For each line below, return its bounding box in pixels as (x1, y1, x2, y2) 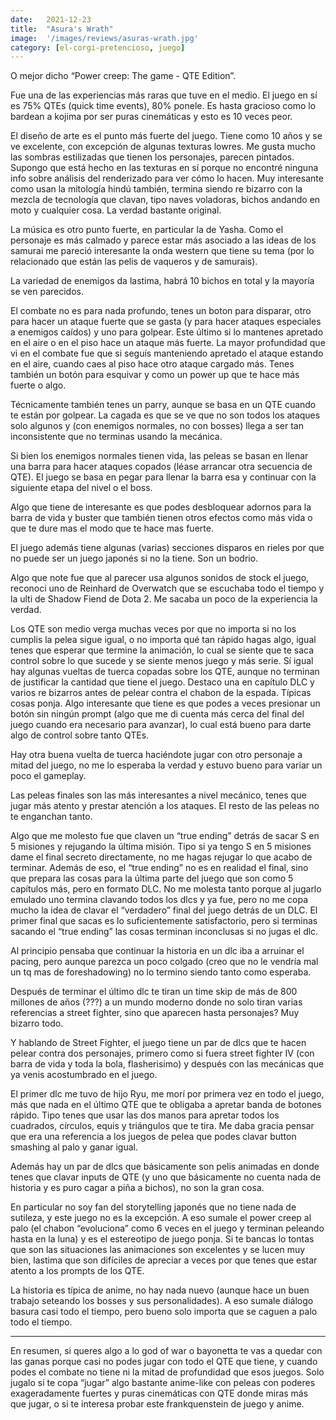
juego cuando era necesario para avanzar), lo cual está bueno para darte (10, 719, 312, 731)
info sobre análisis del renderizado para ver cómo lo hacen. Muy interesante (10, 172, 324, 185)
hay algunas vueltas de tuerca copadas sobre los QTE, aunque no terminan (10, 666, 320, 678)
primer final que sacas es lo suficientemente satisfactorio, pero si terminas (10, 915, 318, 927)
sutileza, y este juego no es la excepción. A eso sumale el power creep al (10, 1212, 312, 1224)
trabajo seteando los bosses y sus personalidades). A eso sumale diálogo (10, 1295, 314, 1307)
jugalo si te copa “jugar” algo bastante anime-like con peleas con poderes (10, 1377, 316, 1389)
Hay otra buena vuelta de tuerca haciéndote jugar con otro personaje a (10, 749, 303, 761)
